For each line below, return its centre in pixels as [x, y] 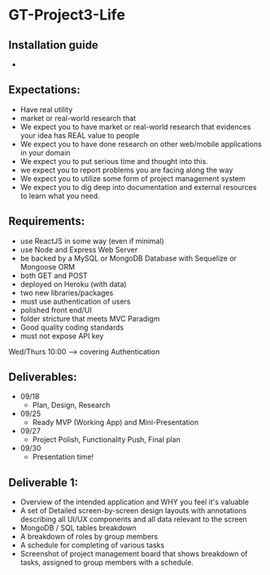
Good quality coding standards [72, 327]
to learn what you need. [60, 196]
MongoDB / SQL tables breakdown [78, 528]
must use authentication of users [75, 301]
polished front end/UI [56, 309]
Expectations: [45, 90]
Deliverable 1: [44, 482]
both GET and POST [54, 275]
